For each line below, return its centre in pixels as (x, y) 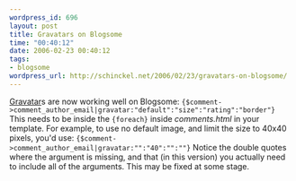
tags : (19, 59)
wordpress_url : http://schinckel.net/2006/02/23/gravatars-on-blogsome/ (148, 76)
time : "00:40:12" (42, 43)
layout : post (34, 26)
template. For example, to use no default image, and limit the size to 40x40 (148, 128)
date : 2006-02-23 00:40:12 (60, 51)
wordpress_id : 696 (44, 17)
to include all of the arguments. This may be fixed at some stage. (130, 166)
